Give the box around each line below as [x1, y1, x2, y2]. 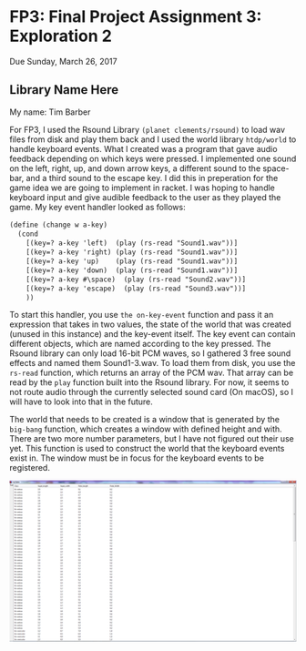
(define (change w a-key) [9, 220, 107, 229]
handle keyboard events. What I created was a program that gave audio [9, 143, 278, 154]
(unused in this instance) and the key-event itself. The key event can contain [9, 328, 296, 339]
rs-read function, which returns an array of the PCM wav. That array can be [9, 367, 294, 378]
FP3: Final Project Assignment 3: [9, 6, 262, 27]
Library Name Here [9, 82, 119, 97]
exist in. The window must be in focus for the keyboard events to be [9, 453, 264, 463]
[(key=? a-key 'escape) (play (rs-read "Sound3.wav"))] [25, 284, 247, 293]
